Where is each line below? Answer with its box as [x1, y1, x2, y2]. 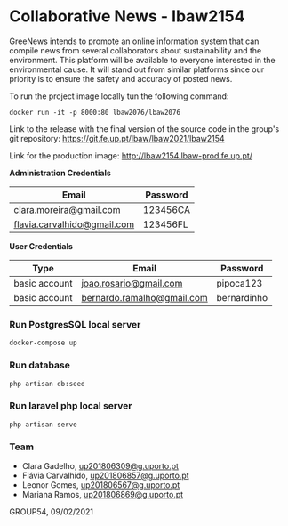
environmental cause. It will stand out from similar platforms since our [9, 64, 265, 75]
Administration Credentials [9, 167, 111, 178]
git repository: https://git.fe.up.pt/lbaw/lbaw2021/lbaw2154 [9, 133, 225, 143]
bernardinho [216, 291, 268, 303]
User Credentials [9, 240, 74, 251]
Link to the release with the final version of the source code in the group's [9, 123, 280, 134]
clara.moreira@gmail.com [13, 203, 121, 215]
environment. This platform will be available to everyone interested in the [9, 54, 276, 65]
